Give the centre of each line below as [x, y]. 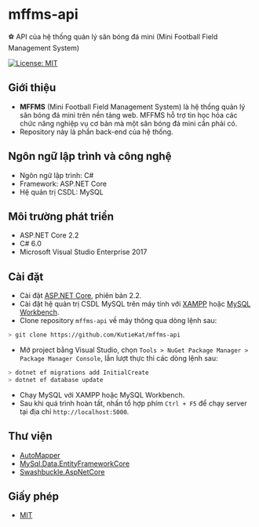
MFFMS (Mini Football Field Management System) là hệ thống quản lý [132, 107]
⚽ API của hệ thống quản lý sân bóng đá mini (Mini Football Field [113, 36]
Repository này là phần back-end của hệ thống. [97, 132]
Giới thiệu [32, 88]
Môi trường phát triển [61, 216]
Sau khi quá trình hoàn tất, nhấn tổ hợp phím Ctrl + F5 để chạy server [133, 403]
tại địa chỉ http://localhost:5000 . [74, 411]
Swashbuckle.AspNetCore [62, 471]
